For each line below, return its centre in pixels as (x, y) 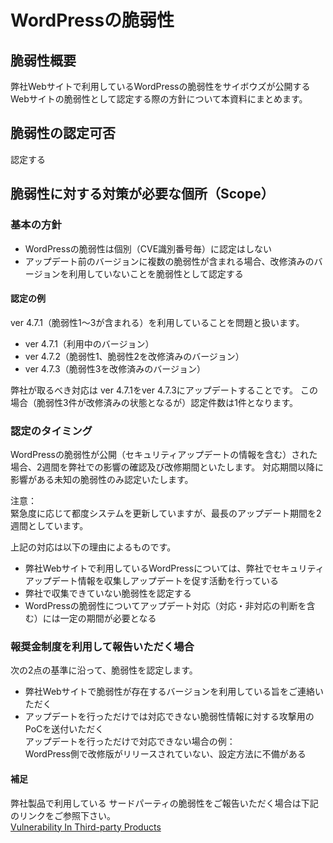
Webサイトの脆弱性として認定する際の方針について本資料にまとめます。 (159, 99)
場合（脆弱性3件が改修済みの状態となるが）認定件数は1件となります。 (154, 402)
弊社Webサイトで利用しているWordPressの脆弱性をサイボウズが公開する (160, 86)
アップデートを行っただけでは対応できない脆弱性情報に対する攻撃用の (169, 717)
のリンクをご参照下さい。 (63, 815)
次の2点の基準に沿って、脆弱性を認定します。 (104, 670)
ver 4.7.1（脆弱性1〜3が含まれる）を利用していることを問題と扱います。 (157, 322)
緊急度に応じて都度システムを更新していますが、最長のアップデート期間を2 (166, 513)
